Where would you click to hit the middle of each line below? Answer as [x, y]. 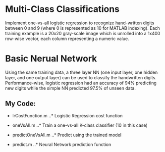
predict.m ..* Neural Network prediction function [62, 144]
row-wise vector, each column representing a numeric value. [67, 39]
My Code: [21, 104]
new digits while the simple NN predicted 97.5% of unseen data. [71, 88]
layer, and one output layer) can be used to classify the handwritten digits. [81, 77]
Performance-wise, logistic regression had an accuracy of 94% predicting [81, 83]
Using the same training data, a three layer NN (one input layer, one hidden [81, 72]
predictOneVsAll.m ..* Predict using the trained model [67, 135]
